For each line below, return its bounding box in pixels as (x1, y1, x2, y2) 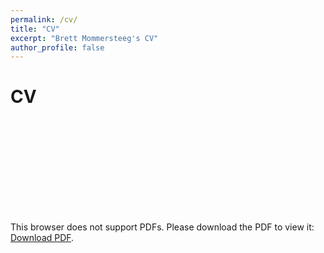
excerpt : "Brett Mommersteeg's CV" (10, 33, 159, 43)
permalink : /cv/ (10, 14, 78, 25)
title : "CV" (10, 24, 60, 34)
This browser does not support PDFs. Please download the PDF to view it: (10, 221, 315, 233)
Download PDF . (10, 232, 75, 244)
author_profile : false (10, 42, 105, 53)
